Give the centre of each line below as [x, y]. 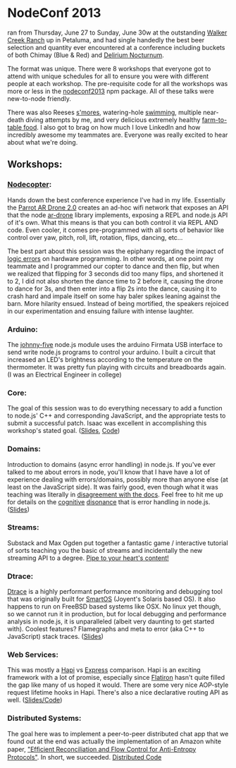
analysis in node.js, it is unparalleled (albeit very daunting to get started [111, 621]
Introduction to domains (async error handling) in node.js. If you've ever [112, 464]
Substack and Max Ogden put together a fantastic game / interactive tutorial [118, 543]
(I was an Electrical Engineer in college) [64, 374]
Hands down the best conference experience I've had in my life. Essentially [116, 200]
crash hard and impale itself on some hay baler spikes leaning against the [114, 296]
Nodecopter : [30, 185]
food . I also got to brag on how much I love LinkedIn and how [112, 127]
